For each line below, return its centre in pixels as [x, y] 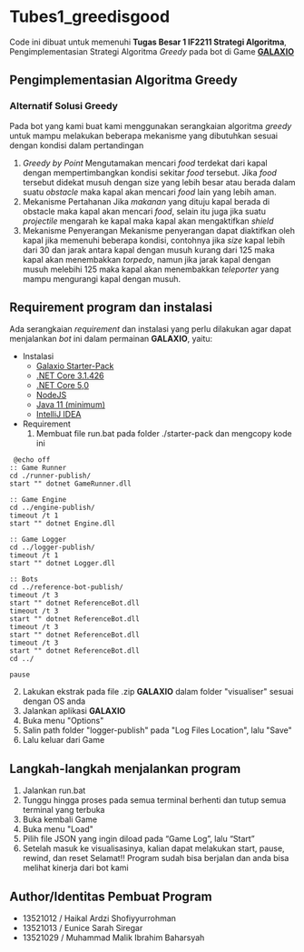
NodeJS [51, 395]
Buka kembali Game [60, 819]
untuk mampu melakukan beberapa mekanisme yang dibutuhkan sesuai [144, 135]
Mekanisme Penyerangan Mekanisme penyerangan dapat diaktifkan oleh [159, 230]
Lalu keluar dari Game [64, 740]
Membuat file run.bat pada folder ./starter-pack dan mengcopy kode [164, 434]
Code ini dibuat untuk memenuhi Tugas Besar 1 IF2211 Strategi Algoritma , [148, 42]
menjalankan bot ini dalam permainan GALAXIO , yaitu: [111, 339]
